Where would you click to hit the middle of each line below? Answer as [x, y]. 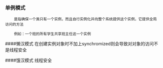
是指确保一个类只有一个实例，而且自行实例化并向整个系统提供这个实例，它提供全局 [85, 19]
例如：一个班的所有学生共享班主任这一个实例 [52, 34]
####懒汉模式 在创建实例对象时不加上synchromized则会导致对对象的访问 [80, 44]
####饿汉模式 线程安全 [29, 61]
